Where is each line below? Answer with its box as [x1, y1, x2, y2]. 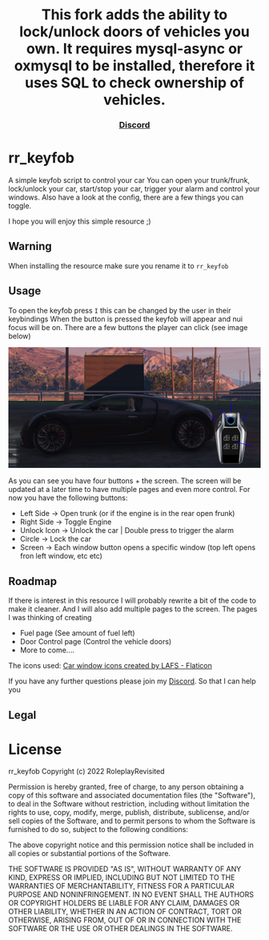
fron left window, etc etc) [19, 551, 102, 561]
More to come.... [19, 645, 74, 655]
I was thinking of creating [8, 613, 92, 623]
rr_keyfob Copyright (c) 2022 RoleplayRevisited [8, 767, 166, 777]
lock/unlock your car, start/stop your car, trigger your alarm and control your [8, 184, 260, 194]
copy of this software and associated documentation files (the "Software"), [8, 791, 256, 801]
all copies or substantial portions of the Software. [8, 849, 171, 858]
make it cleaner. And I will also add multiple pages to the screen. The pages [8, 604, 258, 614]
